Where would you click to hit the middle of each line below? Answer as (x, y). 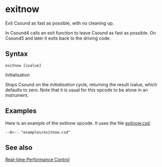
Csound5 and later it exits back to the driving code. (58, 38)
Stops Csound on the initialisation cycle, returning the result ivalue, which (81, 84)
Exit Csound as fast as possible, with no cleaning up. (60, 23)
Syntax (17, 54)
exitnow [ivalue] (23, 65)
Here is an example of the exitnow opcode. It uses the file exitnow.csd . (78, 123)
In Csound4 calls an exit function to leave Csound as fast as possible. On (81, 33)
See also (19, 147)
